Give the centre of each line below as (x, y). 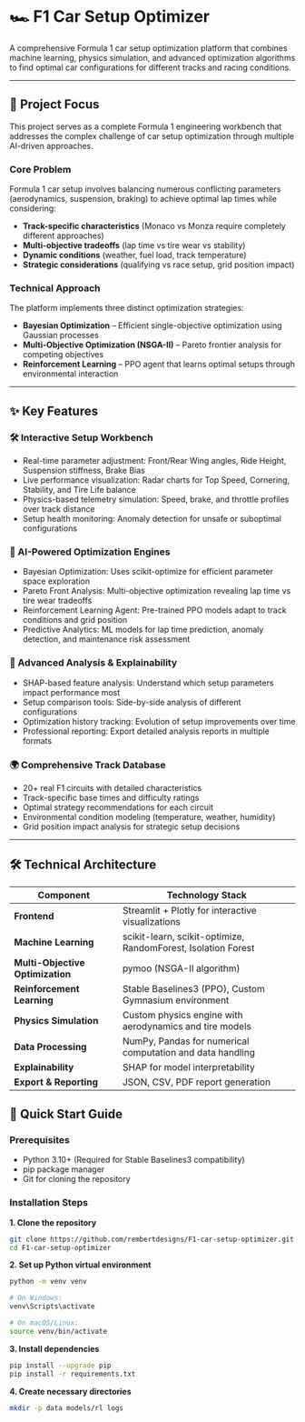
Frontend (34, 916)
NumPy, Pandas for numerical (186, 1041)
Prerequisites (39, 1140)
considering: (33, 208)
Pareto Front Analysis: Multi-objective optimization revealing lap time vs (157, 591)
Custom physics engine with (182, 1015)
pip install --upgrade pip (60, 1365)
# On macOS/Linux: (44, 1323)
